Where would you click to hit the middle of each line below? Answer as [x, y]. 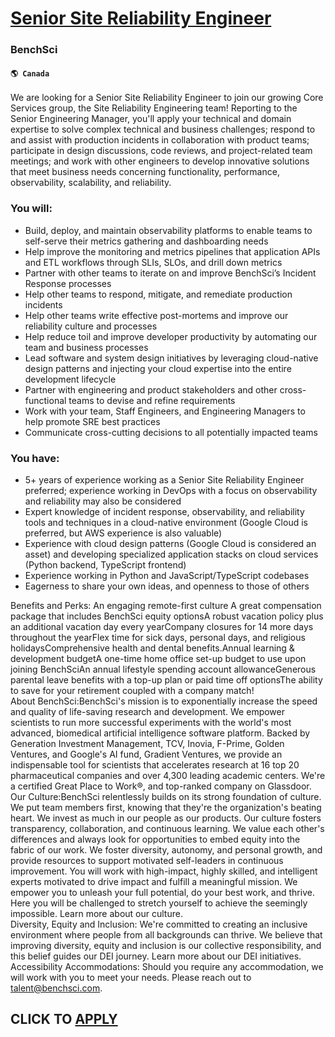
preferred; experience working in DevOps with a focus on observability [171, 490]
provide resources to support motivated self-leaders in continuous [147, 860]
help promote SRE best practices [92, 421]
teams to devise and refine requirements [152, 400]
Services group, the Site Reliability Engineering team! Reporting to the [154, 108]
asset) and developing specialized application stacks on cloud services [171, 554]
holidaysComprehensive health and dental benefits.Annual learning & [152, 648]
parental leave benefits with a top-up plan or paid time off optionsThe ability [166, 679]
